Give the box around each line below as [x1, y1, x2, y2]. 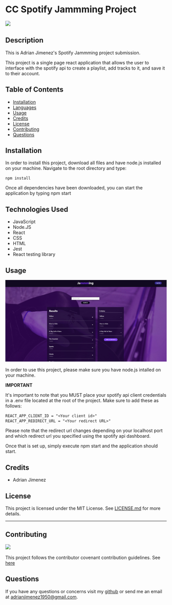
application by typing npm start [5, 190, 71, 197]
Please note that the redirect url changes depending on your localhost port [5, 427, 163, 434]
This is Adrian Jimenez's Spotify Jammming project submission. [5, 50, 141, 56]
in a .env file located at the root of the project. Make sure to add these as [5, 398, 159, 404]
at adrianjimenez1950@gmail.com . [5, 594, 78, 600]
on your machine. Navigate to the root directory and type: [5, 165, 127, 171]
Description [5, 36, 44, 45]
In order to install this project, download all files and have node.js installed [5, 160, 161, 166]
